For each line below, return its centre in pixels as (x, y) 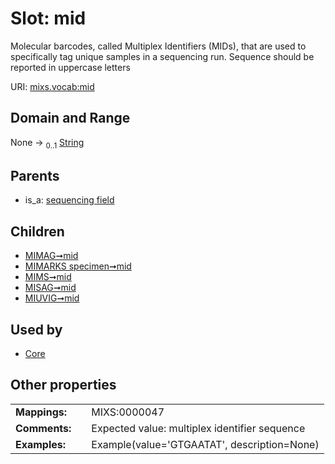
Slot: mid (48, 18)
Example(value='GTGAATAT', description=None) (205, 444)
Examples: (41, 444)
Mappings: (41, 412)
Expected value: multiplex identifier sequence (198, 428)
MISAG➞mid (50, 288)
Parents (35, 175)
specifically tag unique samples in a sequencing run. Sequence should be (162, 56)
